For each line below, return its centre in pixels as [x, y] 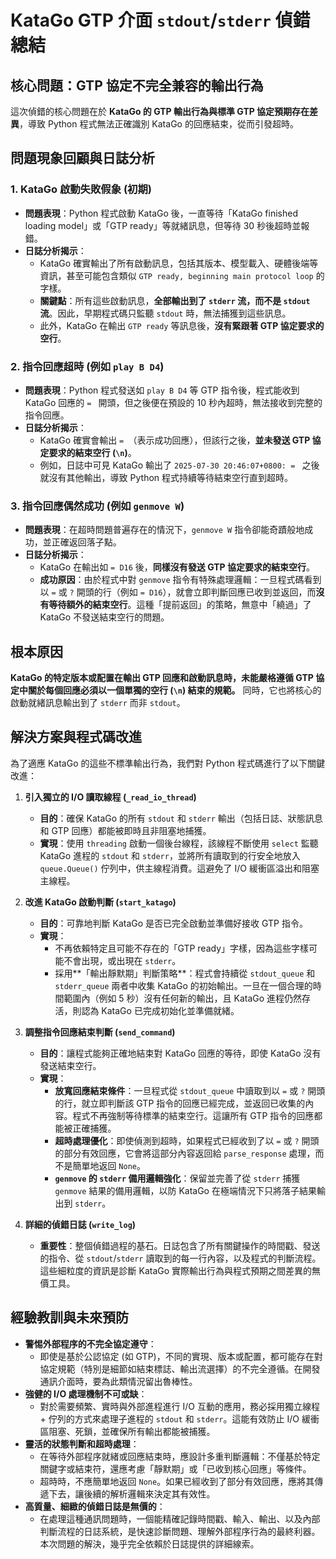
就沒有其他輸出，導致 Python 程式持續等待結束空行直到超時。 [166, 477]
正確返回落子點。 [86, 542]
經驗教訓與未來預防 [69, 1317]
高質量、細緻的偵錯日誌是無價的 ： [95, 1506]
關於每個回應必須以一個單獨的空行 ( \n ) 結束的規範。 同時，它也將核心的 [174, 690]
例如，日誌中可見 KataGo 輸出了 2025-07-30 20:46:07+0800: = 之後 [179, 465]
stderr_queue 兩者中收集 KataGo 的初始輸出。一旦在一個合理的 [183, 985]
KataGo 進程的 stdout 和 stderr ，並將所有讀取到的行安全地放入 [170, 855]
